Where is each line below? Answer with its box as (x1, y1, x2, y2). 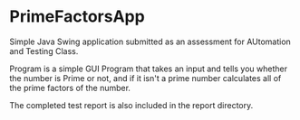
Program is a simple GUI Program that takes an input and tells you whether (9, 63, 288, 74)
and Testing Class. (9, 45, 79, 56)
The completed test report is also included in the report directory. (9, 99, 254, 110)
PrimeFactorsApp (9, 6, 145, 27)
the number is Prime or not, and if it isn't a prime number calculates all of (9, 72, 282, 83)
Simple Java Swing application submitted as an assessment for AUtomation (9, 36, 292, 47)
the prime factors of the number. (9, 82, 131, 93)
